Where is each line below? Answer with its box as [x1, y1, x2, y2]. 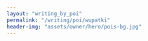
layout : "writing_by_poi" [6, 10, 82, 17]
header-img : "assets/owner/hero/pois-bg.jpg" [6, 23, 142, 30]
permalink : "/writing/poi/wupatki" [6, 17, 111, 24]
